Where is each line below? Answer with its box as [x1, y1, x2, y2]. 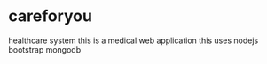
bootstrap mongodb [8, 44, 82, 54]
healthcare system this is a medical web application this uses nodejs [8, 35, 259, 46]
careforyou [8, 6, 92, 26]
